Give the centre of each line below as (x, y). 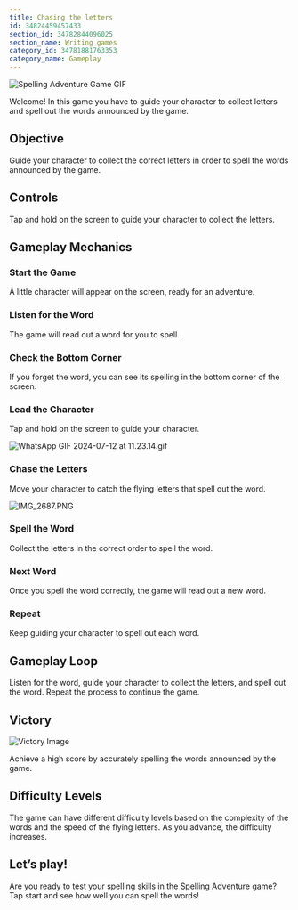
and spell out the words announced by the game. (99, 111)
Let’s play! (39, 865)
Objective (37, 139)
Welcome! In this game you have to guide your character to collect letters (143, 102)
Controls (34, 198)
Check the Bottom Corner (65, 357)
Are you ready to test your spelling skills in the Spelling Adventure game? (143, 886)
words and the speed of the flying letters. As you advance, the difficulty (141, 827)
